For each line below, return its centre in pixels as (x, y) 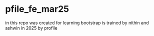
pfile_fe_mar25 (37, 9)
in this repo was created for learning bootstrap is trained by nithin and (77, 23)
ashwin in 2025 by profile (31, 28)
